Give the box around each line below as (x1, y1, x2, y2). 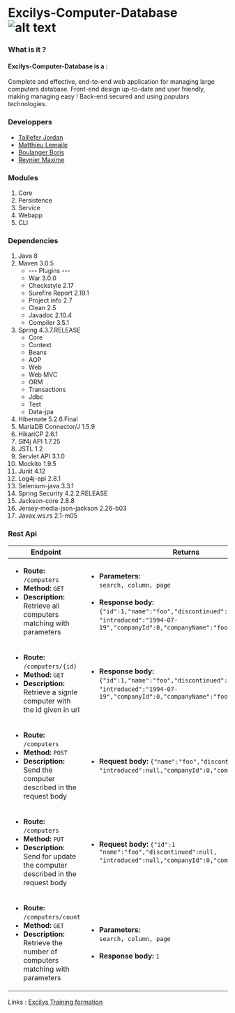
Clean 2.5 (28, 304, 56, 312)
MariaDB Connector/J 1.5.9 (17, 423, 96, 431)
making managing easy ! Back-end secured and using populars (8, 92, 190, 101)
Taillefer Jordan (17, 133, 63, 141)
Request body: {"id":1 (99, 839, 176, 849)
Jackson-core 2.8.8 (17, 497, 75, 505)
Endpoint (31, 547, 61, 557)
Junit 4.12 (17, 467, 46, 476)
